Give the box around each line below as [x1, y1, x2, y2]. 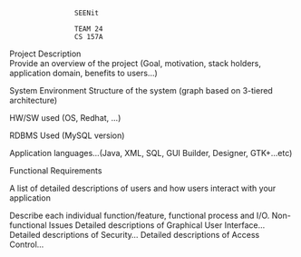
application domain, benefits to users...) [9, 68, 159, 78]
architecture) [9, 95, 58, 105]
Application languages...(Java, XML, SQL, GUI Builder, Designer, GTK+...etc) [9, 148, 293, 158]
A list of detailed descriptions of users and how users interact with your [9, 183, 277, 193]
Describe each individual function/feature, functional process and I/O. [9, 210, 270, 221]
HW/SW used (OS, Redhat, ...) [9, 113, 121, 123]
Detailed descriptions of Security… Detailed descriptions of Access [9, 230, 260, 240]
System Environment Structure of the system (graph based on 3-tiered [9, 85, 274, 95]
